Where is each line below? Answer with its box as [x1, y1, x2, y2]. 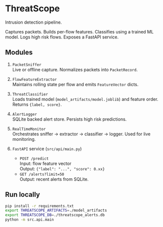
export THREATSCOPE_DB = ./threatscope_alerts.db [5, 213, 105, 218]
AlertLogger [12, 112, 37, 117]
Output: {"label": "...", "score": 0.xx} [19, 165, 105, 171]
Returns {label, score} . [12, 101, 62, 107]
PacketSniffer [12, 62, 41, 67]
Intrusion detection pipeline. [5, 19, 62, 25]
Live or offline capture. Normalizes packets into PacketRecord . [12, 66, 138, 72]
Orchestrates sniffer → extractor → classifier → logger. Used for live [12, 131, 151, 137]
